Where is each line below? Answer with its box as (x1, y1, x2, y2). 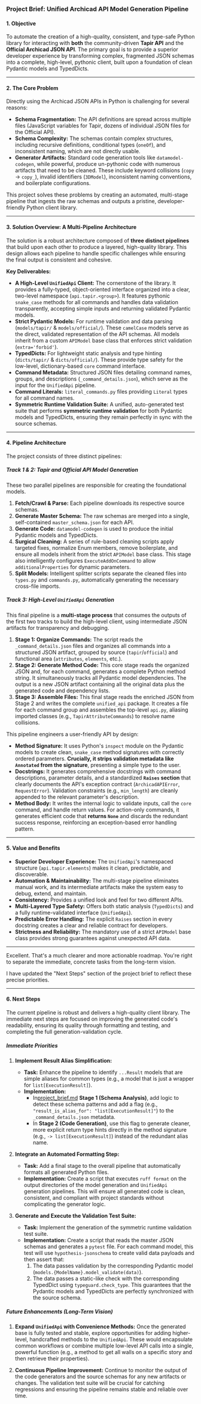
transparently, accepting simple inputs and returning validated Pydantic (14, 305, 191, 312)
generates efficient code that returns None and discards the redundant (14, 812, 188, 819)
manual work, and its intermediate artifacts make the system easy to (14, 883, 184, 891)
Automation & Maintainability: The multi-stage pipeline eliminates (14, 877, 179, 884)
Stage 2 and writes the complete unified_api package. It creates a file (14, 700, 188, 707)
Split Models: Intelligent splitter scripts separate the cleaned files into (14, 570, 187, 577)
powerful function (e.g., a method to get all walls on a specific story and (14, 1349, 193, 1356)
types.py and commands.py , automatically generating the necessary (14, 576, 179, 583)
